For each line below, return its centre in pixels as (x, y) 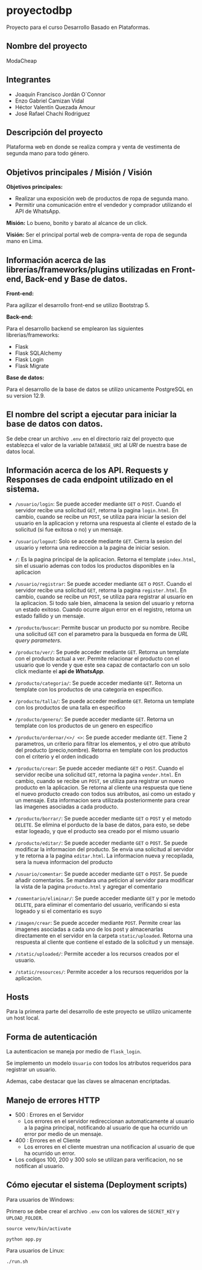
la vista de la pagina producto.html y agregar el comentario (88, 886)
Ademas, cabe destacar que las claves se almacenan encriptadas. (88, 1081)
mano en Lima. (25, 241)
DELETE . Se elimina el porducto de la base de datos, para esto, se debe (102, 825)
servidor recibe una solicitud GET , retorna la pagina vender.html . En (98, 774)
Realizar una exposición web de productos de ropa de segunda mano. (102, 198)
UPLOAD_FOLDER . (25, 1218)
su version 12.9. (26, 395)
